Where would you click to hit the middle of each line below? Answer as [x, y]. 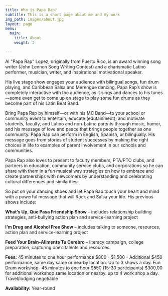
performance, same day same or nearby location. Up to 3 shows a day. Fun [83, 262]
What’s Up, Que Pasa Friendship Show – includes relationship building [78, 211]
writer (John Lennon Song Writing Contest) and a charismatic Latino [76, 66]
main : [16, 33]
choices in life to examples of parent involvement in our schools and [75, 145]
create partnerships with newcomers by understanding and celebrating [78, 176]
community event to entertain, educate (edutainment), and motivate [75, 118]
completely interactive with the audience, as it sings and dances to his [78, 92]
